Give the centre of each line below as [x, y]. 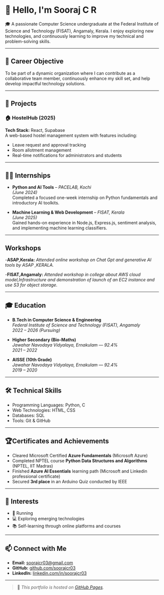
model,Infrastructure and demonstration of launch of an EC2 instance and [80, 280]
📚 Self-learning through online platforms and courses [66, 526]
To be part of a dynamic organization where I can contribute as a [70, 73]
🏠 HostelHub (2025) [30, 118]
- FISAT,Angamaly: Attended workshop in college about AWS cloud [73, 274]
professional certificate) [36, 476]
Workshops [23, 248]
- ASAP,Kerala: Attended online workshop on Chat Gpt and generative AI [78, 260]
